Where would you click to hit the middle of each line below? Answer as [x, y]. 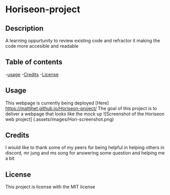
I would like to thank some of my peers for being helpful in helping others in [85, 147]
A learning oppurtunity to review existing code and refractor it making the [83, 40]
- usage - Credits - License [32, 74]
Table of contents [34, 62]
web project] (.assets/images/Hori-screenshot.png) [60, 119]
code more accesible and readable [42, 46]
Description [24, 28]
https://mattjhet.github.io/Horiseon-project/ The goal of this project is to [81, 108]
